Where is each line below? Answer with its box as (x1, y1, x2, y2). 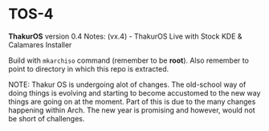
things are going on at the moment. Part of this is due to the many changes (8, 96, 256, 106)
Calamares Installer (8, 39, 72, 49)
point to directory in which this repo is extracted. (8, 63, 169, 73)
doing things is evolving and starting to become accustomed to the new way (8, 88, 261, 97)
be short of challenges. (8, 113, 85, 123)
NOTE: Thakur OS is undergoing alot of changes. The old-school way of (8, 80, 247, 89)
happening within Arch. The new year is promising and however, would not (8, 105, 255, 115)
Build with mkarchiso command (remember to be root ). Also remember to (8, 55, 249, 65)
